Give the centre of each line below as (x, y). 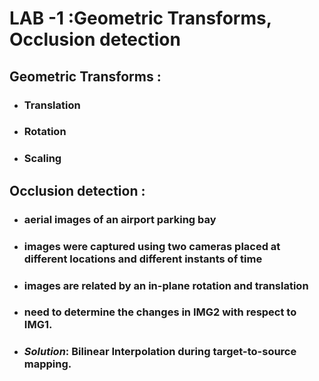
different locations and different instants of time (143, 259)
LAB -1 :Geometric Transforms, (140, 18)
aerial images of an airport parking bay (120, 219)
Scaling (42, 159)
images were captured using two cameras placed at (152, 246)
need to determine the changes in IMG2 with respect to (160, 312)
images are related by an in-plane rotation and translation (166, 285)
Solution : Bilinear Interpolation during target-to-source (160, 352)
